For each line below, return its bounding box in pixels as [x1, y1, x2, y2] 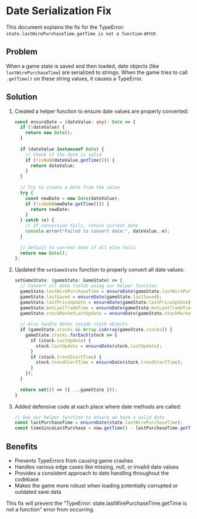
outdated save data [14, 488, 62, 495]
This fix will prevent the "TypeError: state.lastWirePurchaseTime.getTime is [6, 500, 187, 507]
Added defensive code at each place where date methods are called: [14, 403, 182, 410]
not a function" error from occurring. [6, 506, 95, 513]
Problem [6, 47, 38, 57]
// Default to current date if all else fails [20, 245, 136, 250]
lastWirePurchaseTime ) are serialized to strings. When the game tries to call [6, 69, 188, 76]
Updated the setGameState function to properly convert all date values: [14, 266, 185, 273]
